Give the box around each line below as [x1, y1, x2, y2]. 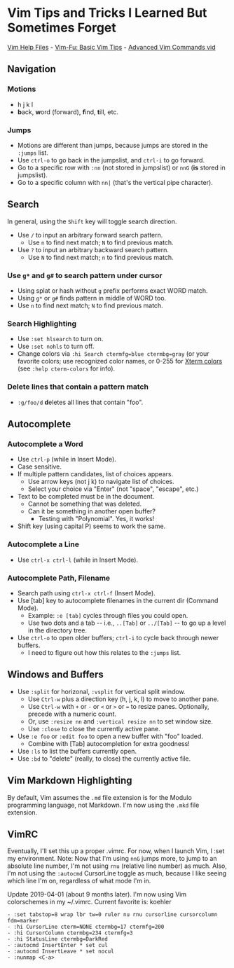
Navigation [7, 63, 56, 75]
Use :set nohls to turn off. [17, 342, 95, 351]
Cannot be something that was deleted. [27, 499, 142, 509]
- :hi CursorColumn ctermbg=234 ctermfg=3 [7, 929, 133, 936]
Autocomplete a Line [7, 539, 79, 549]
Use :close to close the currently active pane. [27, 724, 161, 733]
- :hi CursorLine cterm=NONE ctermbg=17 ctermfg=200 [7, 923, 165, 931]
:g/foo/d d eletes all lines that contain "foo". [17, 398, 144, 406]
